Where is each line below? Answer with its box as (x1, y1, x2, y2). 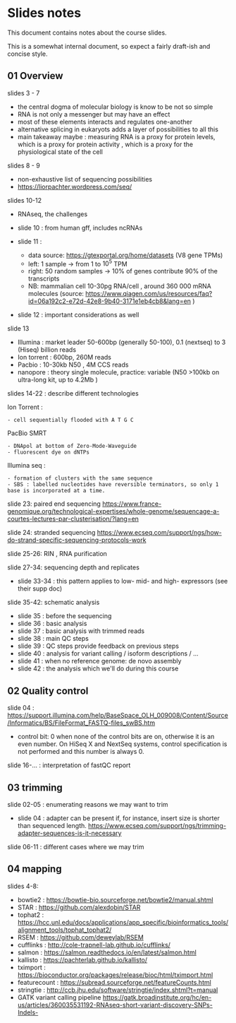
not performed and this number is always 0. (17, 747, 144, 756)
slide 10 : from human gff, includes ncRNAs (17, 223, 143, 232)
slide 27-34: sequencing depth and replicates (7, 563, 139, 572)
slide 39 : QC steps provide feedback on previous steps (17, 641, 180, 651)
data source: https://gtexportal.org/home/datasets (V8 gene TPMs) (27, 251, 223, 259)
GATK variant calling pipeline (17, 993, 101, 1001)
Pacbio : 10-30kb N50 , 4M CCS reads (17, 360, 129, 369)
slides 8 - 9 (7, 161, 40, 170)
